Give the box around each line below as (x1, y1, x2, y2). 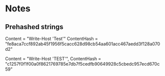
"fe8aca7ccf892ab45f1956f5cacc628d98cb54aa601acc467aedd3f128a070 (5, 41, 161, 47)
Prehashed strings (5, 23, 64, 31)
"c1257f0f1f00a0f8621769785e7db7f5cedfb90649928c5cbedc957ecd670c (5, 61, 160, 67)
